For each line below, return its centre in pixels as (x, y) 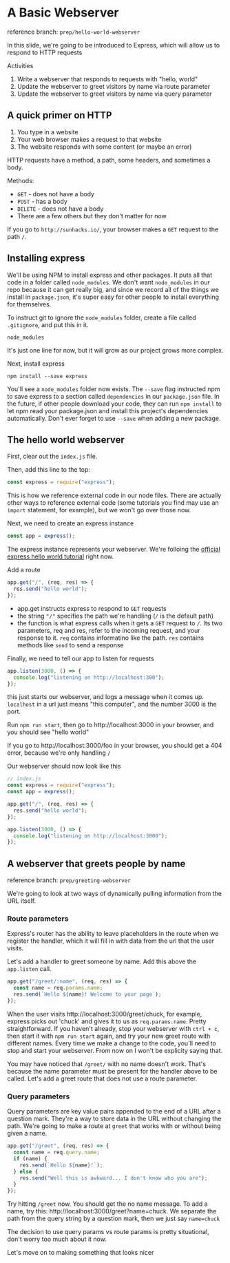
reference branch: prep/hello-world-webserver (74, 32)
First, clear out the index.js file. (52, 457)
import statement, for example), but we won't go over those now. (99, 510)
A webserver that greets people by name (96, 863)
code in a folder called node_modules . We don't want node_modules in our (108, 282)
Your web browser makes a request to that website (89, 139)
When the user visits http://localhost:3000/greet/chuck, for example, (105, 1014)
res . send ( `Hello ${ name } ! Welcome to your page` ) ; (87, 994)
